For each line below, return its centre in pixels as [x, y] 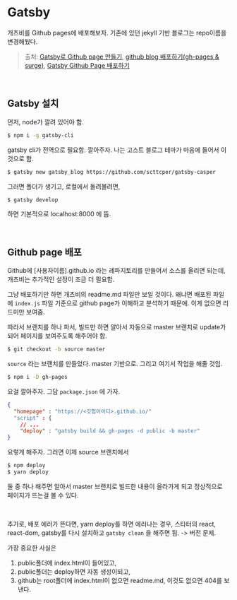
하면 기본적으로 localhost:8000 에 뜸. [59, 214]
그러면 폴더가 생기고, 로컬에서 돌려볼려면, [64, 186]
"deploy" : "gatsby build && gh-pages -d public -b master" [110, 431]
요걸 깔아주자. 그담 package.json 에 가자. [64, 391]
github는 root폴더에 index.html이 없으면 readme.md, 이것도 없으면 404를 [120, 580]
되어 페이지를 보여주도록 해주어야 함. [57, 336]
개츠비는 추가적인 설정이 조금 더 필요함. [61, 279]
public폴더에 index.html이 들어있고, [67, 563]
